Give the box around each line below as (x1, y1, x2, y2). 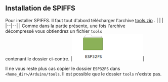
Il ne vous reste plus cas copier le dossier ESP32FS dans (5, 65, 120, 71)
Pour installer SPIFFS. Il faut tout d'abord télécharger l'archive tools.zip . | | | (5, 17, 163, 23)
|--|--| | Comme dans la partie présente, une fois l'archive (5, 23, 125, 29)
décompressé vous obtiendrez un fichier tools (5, 28, 103, 34)
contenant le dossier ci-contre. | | (5, 55, 145, 62)
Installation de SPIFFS (5, 4, 75, 13)
